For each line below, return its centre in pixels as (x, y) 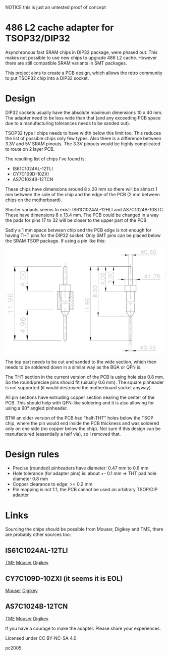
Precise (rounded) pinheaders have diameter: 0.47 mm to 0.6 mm (80, 468)
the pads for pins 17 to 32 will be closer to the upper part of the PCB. (76, 220)
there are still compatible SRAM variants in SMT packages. (66, 63)
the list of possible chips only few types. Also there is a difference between (83, 138)
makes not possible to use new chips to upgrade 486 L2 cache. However (81, 57)
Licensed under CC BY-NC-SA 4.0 (41, 638)
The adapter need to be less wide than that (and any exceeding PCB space (83, 117)
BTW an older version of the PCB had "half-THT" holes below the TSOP (79, 418)
